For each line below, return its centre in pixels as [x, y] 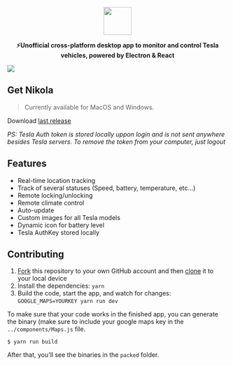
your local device [42, 279]
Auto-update [36, 210]
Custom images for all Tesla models [69, 217]
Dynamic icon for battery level [61, 225]
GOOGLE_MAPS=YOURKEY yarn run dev [68, 301]
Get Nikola [30, 90]
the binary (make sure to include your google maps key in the [96, 322]
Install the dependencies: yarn [61, 286]
